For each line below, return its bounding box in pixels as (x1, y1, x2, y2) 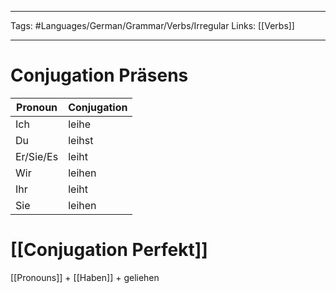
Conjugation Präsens (10, 64, 189, 87)
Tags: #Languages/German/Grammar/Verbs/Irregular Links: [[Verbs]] (10, 20, 295, 31)
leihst (68, 133, 94, 147)
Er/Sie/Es (15, 149, 59, 163)
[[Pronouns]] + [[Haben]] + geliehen (10, 271, 160, 283)
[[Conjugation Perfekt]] (10, 239, 208, 261)
